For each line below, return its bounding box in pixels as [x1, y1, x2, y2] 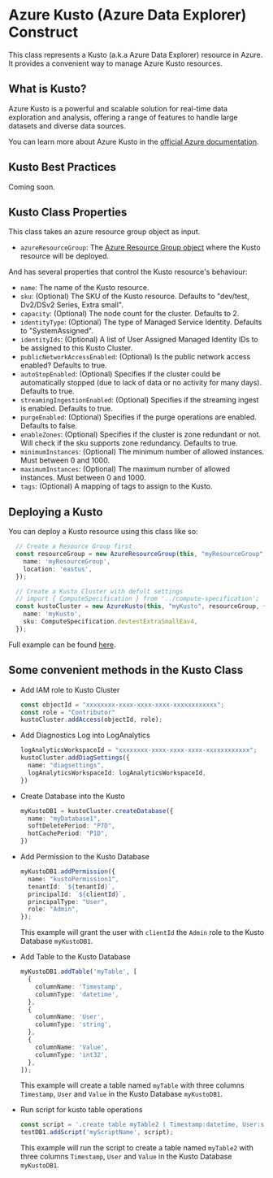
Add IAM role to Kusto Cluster [19, 685, 120, 694]
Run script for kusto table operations [19, 1105, 143, 1115]
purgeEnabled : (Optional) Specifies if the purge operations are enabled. [19, 412, 258, 422]
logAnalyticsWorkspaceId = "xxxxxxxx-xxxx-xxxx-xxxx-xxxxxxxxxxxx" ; [19, 746, 258, 754]
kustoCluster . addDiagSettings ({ [19, 754, 130, 762]
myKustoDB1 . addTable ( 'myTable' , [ [19, 967, 137, 976]
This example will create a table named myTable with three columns [19, 1080, 245, 1090]
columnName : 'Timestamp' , [35, 982, 123, 991]
